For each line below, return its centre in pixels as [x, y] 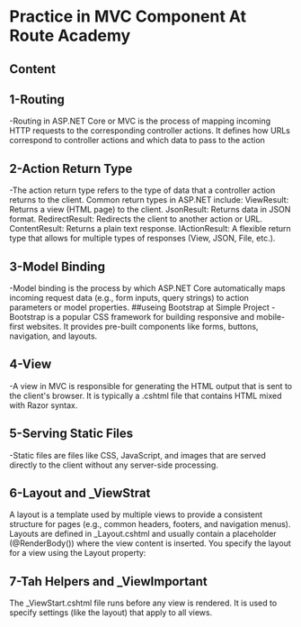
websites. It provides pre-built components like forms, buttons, [142, 327]
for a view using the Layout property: [78, 553]
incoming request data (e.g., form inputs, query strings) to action [129, 298]
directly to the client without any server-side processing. [114, 465]
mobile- [270, 317]
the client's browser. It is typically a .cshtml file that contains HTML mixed [146, 395]
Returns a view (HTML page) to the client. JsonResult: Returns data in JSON [150, 210]
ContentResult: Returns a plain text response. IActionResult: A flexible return [150, 229]
